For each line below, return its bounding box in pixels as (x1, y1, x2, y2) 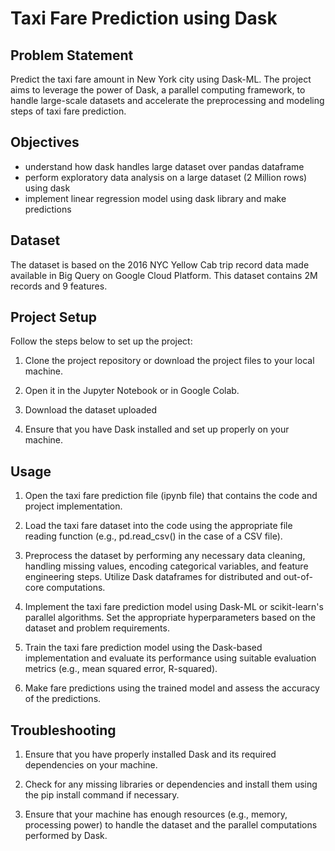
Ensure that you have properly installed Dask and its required (24, 748, 277, 761)
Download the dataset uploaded (24, 404, 157, 416)
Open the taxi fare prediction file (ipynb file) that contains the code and (24, 490, 318, 502)
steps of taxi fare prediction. (10, 105, 127, 117)
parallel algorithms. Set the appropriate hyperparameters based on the (24, 612, 316, 624)
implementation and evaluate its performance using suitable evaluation (24, 652, 317, 664)
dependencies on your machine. (24, 759, 158, 771)
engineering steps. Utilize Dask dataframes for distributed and (24, 571, 282, 583)
